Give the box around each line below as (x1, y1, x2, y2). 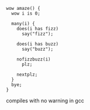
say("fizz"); (21, 31, 54, 37)
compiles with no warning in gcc (6, 97, 85, 104)
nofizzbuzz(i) (16, 56, 51, 62)
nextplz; (16, 72, 38, 77)
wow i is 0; (11, 10, 41, 16)
